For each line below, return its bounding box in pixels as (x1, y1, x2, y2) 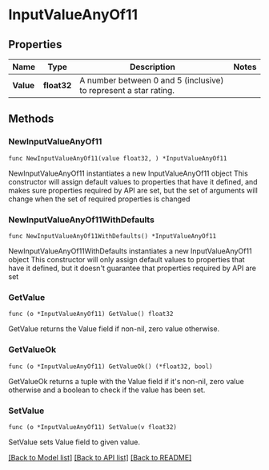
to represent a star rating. (79, 85, 175, 95)
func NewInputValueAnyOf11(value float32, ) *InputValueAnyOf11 (8, 154, 227, 162)
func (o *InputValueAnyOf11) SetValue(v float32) (8, 423, 178, 431)
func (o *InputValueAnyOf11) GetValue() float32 (8, 310, 174, 318)
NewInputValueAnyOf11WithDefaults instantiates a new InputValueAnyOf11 (8, 246, 252, 256)
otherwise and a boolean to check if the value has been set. (8, 385, 206, 395)
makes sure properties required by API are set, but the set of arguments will (8, 185, 258, 195)
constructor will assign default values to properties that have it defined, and (8, 176, 258, 186)
